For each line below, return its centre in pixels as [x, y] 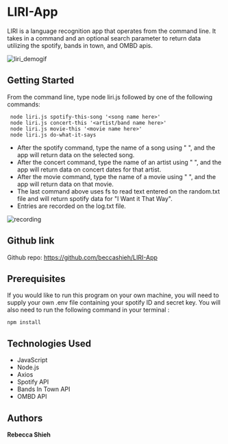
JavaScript [32, 360]
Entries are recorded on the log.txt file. [72, 206]
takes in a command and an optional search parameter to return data [104, 38]
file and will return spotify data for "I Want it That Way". [94, 198]
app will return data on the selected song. [76, 154]
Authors [25, 418]
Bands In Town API [43, 389]
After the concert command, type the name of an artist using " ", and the [119, 162]
